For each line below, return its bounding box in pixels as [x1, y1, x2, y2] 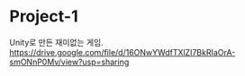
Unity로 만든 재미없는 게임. [9, 37, 104, 47]
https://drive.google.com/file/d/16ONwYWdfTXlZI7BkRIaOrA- [9, 46, 236, 57]
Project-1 [9, 6, 78, 27]
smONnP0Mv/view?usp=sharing [9, 56, 130, 67]
